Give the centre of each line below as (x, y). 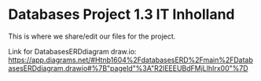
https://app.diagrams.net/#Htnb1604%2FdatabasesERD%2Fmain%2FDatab (131, 60)
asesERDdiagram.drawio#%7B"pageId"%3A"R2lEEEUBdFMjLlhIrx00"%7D (129, 68)
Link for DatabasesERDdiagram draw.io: (72, 51)
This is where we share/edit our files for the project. (92, 36)
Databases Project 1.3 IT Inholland (121, 15)
